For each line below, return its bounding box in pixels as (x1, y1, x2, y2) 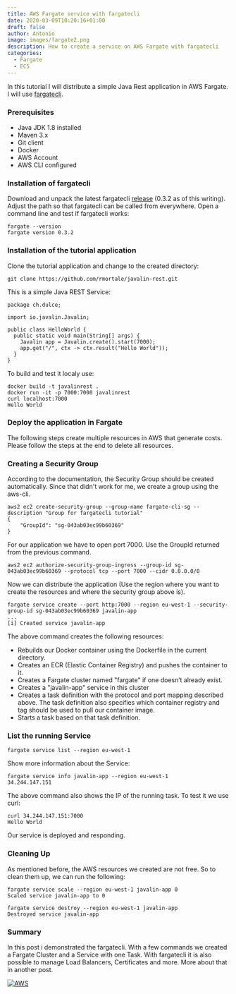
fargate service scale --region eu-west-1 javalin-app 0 (7, 886, 178, 893)
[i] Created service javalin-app (7, 620, 106, 627)
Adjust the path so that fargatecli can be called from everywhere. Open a (7, 202, 219, 210)
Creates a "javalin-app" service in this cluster (17, 684, 149, 692)
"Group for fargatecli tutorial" (44, 509, 143, 517)
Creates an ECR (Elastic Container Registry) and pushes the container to (17, 661, 228, 669)
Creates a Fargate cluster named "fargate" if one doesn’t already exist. (17, 676, 223, 684)
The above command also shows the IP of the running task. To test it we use (7, 792, 229, 800)
